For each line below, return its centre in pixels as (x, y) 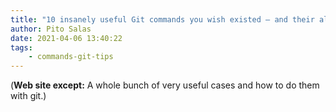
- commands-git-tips (71, 57)
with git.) (28, 96)
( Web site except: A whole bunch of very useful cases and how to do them (165, 85)
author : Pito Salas (51, 29)
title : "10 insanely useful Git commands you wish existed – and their (162, 19)
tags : (21, 47)
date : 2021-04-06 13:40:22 (66, 38)
